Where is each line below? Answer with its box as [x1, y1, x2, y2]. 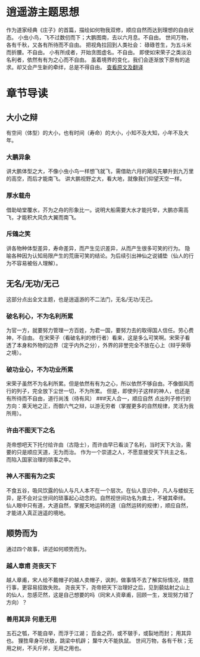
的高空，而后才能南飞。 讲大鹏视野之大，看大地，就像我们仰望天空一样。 [6, 175, 185, 182]
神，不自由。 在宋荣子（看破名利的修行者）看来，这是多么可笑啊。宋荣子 [6, 334, 185, 341]
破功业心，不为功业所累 [6, 365, 73, 373]
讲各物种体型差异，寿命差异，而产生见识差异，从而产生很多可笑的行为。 [6, 244, 183, 252]
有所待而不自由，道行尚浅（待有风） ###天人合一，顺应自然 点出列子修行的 [6, 395, 192, 402]
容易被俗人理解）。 [16, 259, 61, 266]
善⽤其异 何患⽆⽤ [6, 615, 57, 623]
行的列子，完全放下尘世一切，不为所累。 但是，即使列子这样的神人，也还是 [6, 388, 190, 395]
